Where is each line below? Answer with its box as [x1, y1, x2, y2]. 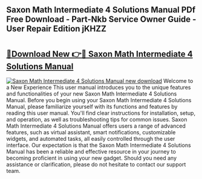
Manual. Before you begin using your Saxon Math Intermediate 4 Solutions [6, 97, 192, 103]
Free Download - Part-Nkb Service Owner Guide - [6, 15, 197, 25]
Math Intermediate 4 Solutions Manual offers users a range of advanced [6, 122, 186, 129]
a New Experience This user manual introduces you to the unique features [6, 84, 191, 91]
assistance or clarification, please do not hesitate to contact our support [6, 161, 186, 168]
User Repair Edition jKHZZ [6, 24, 107, 34]
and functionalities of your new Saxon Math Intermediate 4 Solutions [6, 90, 177, 97]
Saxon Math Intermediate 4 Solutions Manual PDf [6, 5, 196, 15]
